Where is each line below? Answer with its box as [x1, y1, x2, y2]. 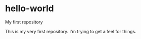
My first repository [5, 19, 43, 25]
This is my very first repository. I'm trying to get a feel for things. [5, 28, 137, 34]
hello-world [5, 3, 54, 14]
